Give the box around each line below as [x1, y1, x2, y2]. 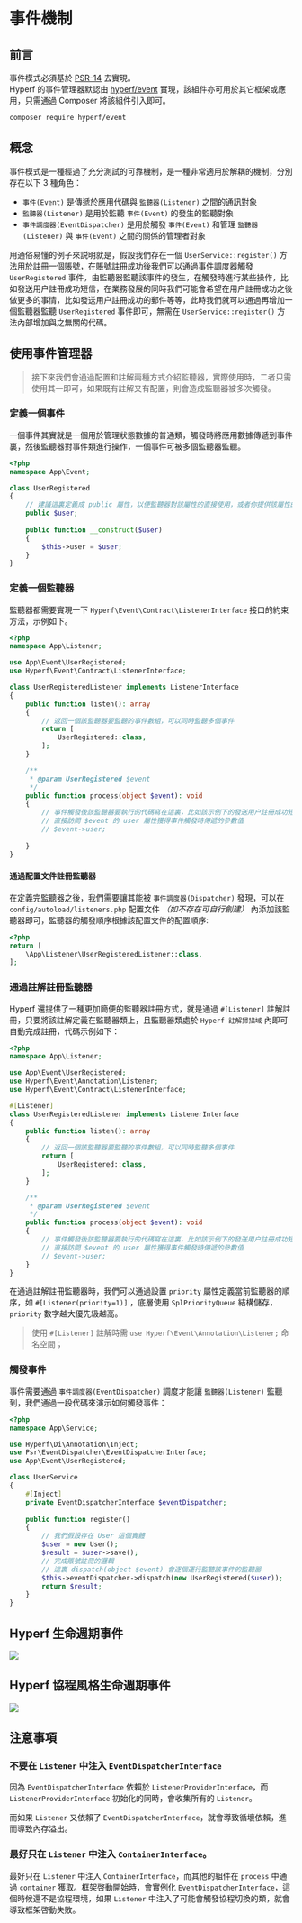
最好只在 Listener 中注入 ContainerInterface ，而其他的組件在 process [9, 1870, 270, 1881]
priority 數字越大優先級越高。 [9, 1308, 123, 1319]
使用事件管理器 [9, 346, 93, 362]
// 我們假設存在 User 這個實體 [41, 1532, 146, 1541]
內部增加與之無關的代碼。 [16, 316, 112, 327]
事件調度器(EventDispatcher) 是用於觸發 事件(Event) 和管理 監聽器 [22, 218, 259, 230]
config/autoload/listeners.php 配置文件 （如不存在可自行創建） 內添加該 [9, 903, 283, 914]
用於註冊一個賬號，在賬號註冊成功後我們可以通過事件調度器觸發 [16, 261, 253, 271]
